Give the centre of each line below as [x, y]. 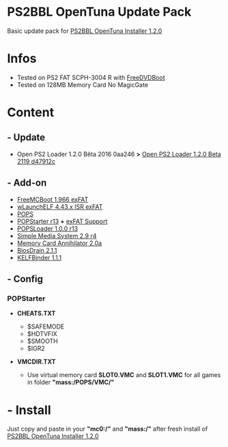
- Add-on [27, 183]
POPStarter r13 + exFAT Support [62, 221]
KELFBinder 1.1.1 [39, 257]
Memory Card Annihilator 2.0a [59, 243]
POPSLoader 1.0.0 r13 [47, 228]
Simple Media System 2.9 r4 [57, 235]
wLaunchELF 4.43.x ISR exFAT [60, 207]
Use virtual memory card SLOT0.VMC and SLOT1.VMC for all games [124, 375]
